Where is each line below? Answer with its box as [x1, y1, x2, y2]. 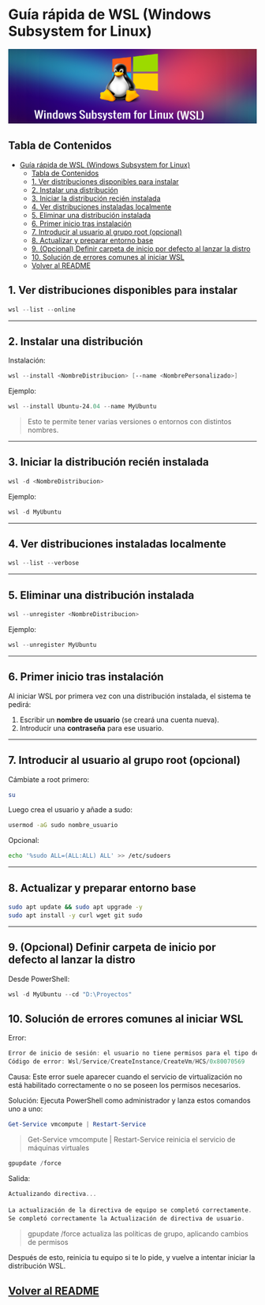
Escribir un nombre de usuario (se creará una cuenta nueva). [19, 715, 219, 724]
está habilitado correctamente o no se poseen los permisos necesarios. [8, 1080, 241, 1089]
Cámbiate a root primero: [8, 774, 90, 784]
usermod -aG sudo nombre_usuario [8, 822, 118, 829]
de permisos [27, 1238, 69, 1247]
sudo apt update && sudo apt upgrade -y [8, 903, 144, 911]
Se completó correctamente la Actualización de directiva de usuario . [8, 1215, 245, 1223]
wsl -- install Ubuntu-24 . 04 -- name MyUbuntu [8, 403, 157, 411]
